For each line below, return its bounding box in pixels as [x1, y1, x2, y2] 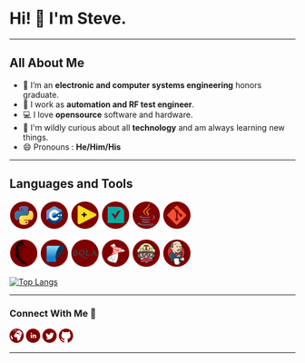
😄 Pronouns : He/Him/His [22, 141, 122, 152]
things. [22, 132, 49, 142]
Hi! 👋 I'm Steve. [9, 8, 127, 29]
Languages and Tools [9, 176, 133, 191]
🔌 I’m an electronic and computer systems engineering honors [22, 79, 262, 90]
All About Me [9, 55, 84, 71]
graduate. [22, 89, 59, 100]
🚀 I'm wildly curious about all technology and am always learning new [22, 122, 286, 132]
